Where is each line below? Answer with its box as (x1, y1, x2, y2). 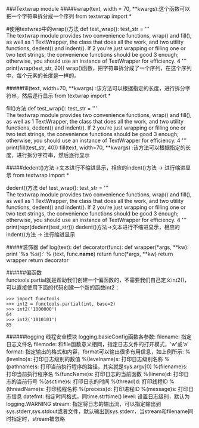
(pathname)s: (6, 363, 39, 370)
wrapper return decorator (6, 257, 69, 264)
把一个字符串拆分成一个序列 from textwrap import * (6, 13, 132, 20)
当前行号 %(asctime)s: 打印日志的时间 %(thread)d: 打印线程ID (16, 378, 168, 385)
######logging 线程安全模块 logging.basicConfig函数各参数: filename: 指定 (6, 333, 192, 340)
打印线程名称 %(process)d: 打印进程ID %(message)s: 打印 (45, 386, 189, 392)
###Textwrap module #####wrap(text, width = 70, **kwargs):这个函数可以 (6, 5, 191, 12)
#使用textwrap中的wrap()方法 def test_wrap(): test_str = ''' (6, 26, 150, 32)
